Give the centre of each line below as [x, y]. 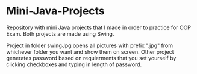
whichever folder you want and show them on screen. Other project [90, 51]
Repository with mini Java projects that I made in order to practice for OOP [99, 27]
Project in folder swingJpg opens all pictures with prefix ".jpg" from [90, 45]
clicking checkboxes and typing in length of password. [74, 64]
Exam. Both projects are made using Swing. [60, 33]
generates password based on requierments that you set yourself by [91, 58]
